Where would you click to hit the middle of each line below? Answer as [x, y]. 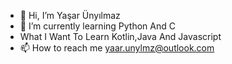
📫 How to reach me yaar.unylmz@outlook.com [117, 48]
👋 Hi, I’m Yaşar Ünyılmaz [70, 15]
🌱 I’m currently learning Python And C [97, 26]
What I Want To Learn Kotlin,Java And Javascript [120, 36]
